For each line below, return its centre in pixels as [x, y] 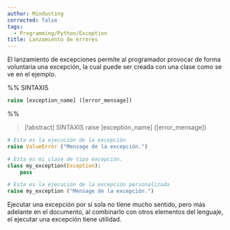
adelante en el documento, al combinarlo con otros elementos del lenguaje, [115, 212]
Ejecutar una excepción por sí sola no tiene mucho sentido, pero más [106, 205]
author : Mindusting [36, 14]
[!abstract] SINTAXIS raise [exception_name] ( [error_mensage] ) [115, 127]
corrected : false [32, 20]
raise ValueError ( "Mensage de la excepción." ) [78, 146]
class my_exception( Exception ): [54, 166]
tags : [15, 26]
